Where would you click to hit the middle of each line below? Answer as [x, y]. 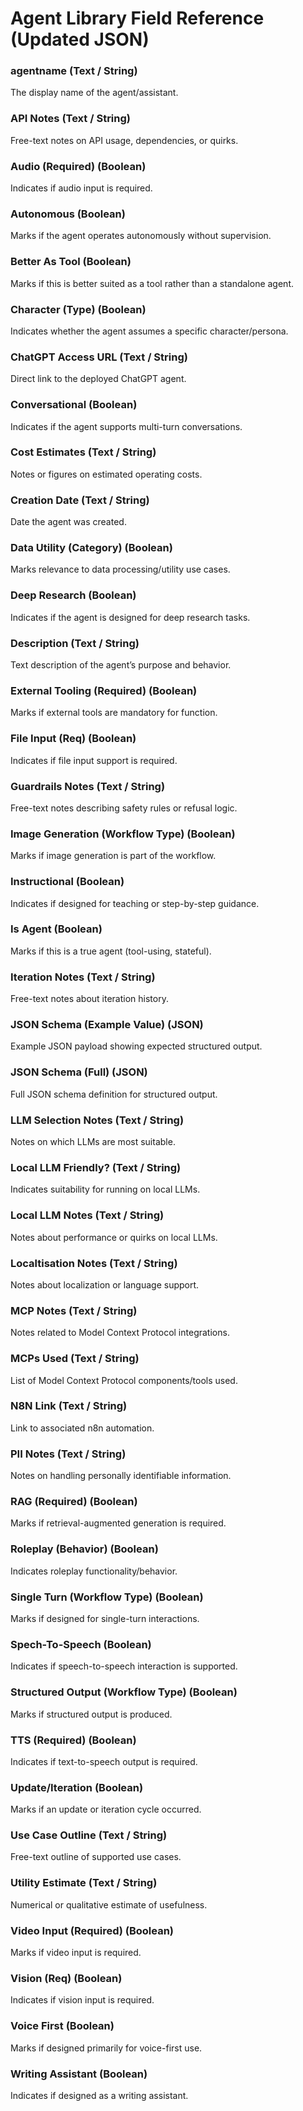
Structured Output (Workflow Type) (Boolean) [124, 1692]
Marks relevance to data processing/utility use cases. [120, 569]
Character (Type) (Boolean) [78, 309]
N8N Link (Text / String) [69, 1406]
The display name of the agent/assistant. [94, 93]
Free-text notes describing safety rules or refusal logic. [124, 808]
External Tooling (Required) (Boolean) [104, 690]
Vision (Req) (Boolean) [66, 1978]
